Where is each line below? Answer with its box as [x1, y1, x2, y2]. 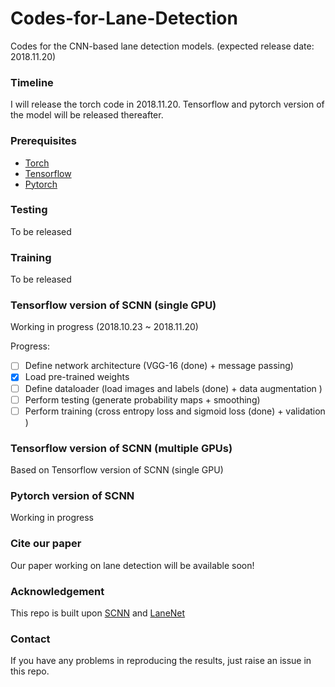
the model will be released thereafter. [10, 109, 164, 121]
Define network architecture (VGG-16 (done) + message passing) [24, 360, 294, 372]
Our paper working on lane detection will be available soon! [10, 559, 255, 571]
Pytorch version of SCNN [10, 488, 135, 502]
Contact [10, 632, 51, 646]
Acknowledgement [10, 584, 105, 598]
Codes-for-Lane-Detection [10, 7, 238, 30]
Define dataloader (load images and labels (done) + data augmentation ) [24, 382, 323, 394]
